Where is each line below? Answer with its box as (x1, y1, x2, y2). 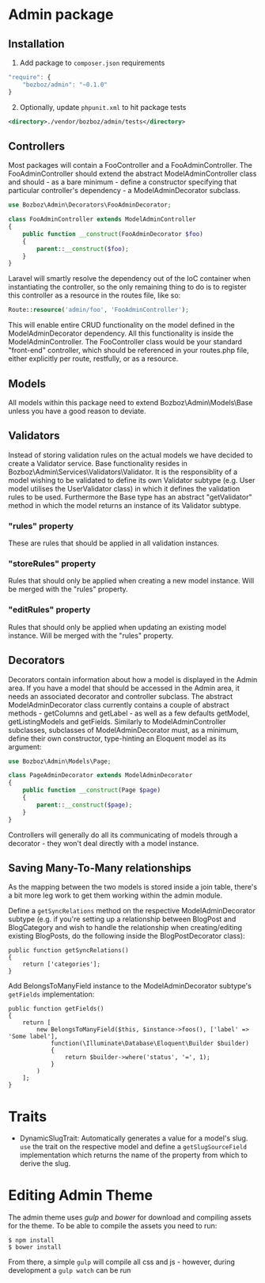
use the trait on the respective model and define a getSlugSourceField (19, 1142, 248, 1152)
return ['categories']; (22, 960, 101, 969)
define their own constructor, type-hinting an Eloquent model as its (8, 734, 227, 743)
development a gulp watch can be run (8, 1266, 131, 1275)
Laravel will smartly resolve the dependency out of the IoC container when (8, 274, 251, 283)
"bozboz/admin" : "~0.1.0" (22, 81, 108, 89)
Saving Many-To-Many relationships (8, 861, 192, 875)
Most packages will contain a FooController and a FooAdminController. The (8, 161, 253, 170)
